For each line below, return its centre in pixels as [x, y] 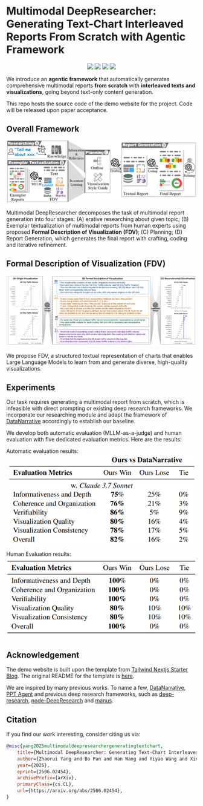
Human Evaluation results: [39, 554]
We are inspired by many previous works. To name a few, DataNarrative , [96, 688]
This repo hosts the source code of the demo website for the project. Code [100, 104]
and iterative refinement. [37, 245]
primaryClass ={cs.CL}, [46, 785]
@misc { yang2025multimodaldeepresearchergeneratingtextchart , [85, 746]
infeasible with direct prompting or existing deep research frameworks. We [99, 408]
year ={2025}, [34, 765]
